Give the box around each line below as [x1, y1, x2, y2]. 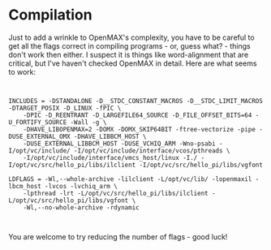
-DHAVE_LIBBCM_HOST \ [73, 132, 148, 140]
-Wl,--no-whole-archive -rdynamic [23, 203, 140, 212]
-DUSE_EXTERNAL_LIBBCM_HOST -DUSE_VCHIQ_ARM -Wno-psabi [23, 140, 217, 148]
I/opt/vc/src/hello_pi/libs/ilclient [8, 161, 136, 169]
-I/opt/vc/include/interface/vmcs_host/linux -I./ [23, 153, 198, 162]
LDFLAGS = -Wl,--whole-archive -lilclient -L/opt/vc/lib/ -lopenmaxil [8, 175, 252, 183]
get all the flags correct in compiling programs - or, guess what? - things [8, 41, 251, 50]
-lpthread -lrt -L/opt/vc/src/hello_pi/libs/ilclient [23, 189, 209, 197]
